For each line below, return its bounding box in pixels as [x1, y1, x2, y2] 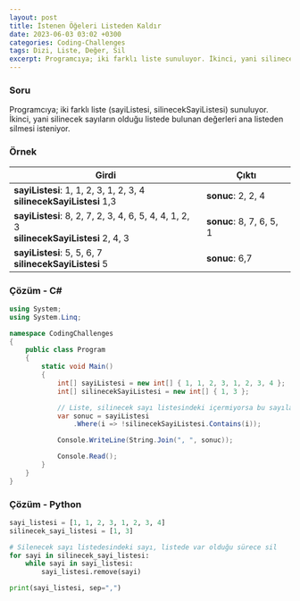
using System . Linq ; [9, 313, 82, 321]
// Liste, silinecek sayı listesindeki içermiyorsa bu [56, 403, 266, 412]
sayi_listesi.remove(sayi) [41, 568, 142, 577]
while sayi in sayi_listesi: [25, 559, 134, 568]
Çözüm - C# [9, 284, 62, 296]
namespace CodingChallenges [9, 329, 114, 338]
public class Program [25, 346, 105, 355]
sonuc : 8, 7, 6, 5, [206, 215, 279, 228]
